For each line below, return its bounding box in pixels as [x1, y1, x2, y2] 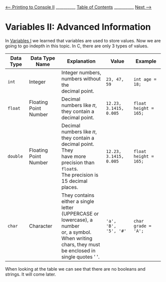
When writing [61, 235, 92, 242]
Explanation [67, 58, 96, 65]
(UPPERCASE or [61, 210, 99, 217]
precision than [61, 159, 95, 166]
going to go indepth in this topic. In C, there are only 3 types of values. [5, 43, 149, 49]
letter [61, 204, 74, 211]
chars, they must [61, 241, 100, 248]
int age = [133, 76, 157, 82]
